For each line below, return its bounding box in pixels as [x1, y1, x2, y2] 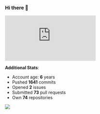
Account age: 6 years [12, 74, 55, 80]
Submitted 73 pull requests [12, 89, 66, 96]
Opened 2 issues [12, 85, 46, 90]
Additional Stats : [5, 65, 40, 71]
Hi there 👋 [5, 4, 29, 11]
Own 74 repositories [12, 95, 53, 100]
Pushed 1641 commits [12, 79, 56, 85]
